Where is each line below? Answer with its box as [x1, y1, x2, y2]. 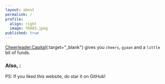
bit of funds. [5, 49, 30, 55]
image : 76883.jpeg [9, 26, 48, 31]
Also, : [5, 62, 21, 69]
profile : [5, 16, 23, 21]
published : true [5, 30, 39, 35]
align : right [9, 21, 37, 26]
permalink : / [5, 12, 32, 17]
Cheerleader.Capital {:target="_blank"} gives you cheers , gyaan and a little [5, 44, 160, 50]
